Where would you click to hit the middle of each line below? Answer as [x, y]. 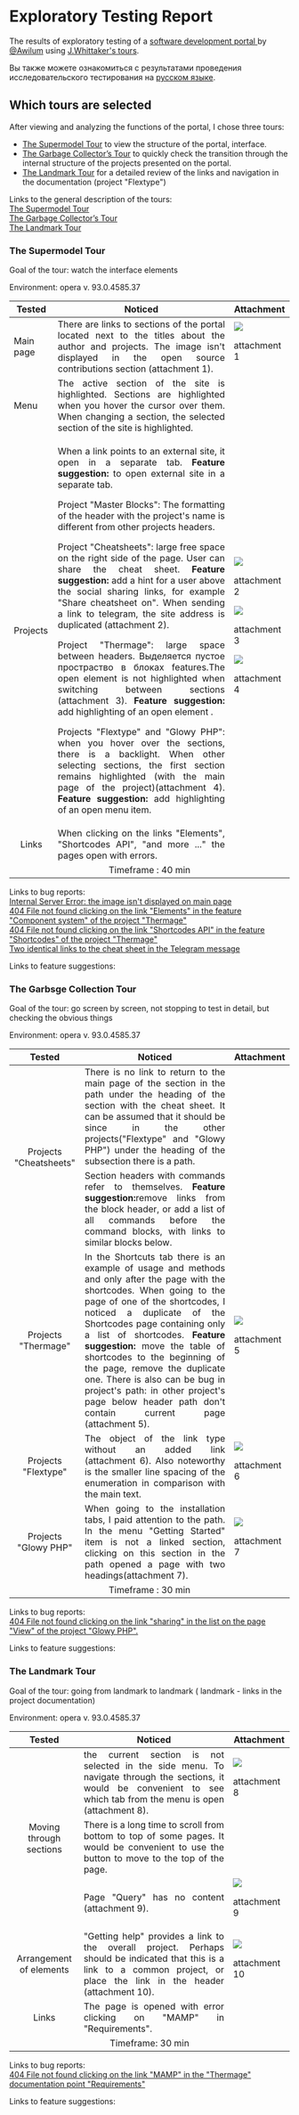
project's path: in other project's [155, 1391]
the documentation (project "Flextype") [94, 182]
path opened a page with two [155, 1564]
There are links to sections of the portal [141, 324]
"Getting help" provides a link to [154, 1936]
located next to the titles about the [141, 336]
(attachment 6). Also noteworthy [155, 1461]
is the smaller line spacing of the [155, 1472]
